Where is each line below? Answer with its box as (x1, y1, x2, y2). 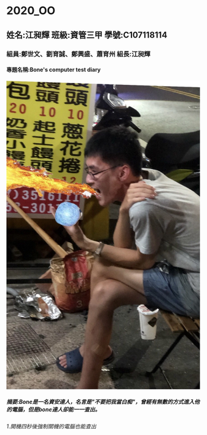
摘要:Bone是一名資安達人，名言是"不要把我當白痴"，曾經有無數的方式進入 (6, 398, 195, 406)
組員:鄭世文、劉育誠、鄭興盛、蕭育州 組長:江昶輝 (6, 50, 150, 58)
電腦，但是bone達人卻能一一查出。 (11, 406, 101, 413)
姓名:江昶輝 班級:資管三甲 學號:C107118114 (6, 29, 168, 40)
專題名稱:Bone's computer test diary (6, 66, 101, 74)
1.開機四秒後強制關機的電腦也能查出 (6, 422, 96, 430)
